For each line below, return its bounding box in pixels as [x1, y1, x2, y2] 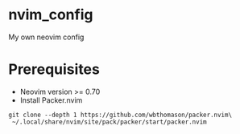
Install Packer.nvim [19, 95, 83, 105]
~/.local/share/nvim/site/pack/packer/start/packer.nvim [11, 118, 207, 126]
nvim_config [8, 6, 93, 24]
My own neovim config [8, 32, 85, 42]
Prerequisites [8, 60, 101, 79]
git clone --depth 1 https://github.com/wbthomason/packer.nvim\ [8, 111, 232, 119]
